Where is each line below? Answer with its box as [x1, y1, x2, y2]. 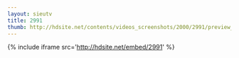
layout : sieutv [7, 10, 53, 18]
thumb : [7, 23, 27, 30]
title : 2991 [7, 17, 43, 24]
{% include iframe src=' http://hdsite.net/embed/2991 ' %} [7, 43, 176, 52]
